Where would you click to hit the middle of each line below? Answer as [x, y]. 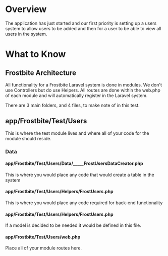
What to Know [36, 54]
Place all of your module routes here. [44, 248]
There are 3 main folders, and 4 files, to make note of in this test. [72, 105]
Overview [26, 9]
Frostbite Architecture [41, 73]
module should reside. [28, 138]
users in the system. [26, 34]
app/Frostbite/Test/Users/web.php [43, 237]
